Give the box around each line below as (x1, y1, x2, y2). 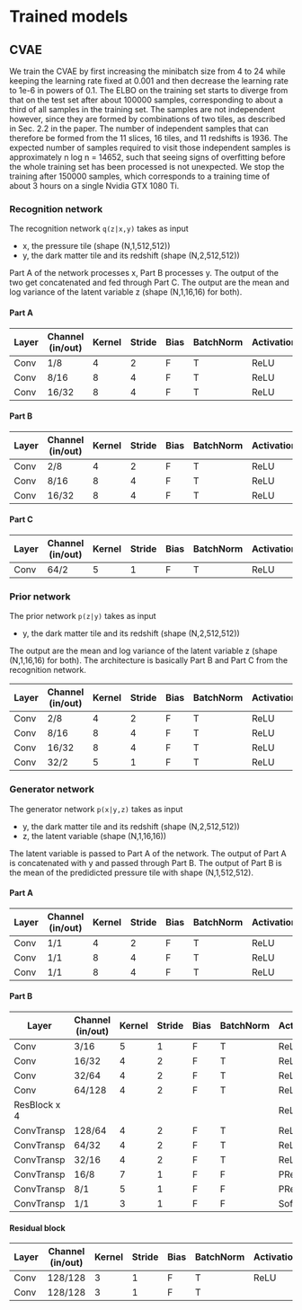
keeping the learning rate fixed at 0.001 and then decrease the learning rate (9, 75, 289, 86)
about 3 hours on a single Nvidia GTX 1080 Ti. (9, 181, 180, 190)
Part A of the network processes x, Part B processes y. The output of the (9, 268, 279, 279)
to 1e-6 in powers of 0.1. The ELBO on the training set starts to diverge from (9, 85, 289, 95)
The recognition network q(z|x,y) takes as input (9, 223, 189, 235)
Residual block (9, 1222, 66, 1233)
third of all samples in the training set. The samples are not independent (9, 104, 276, 114)
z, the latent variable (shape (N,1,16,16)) (22, 830, 167, 841)
